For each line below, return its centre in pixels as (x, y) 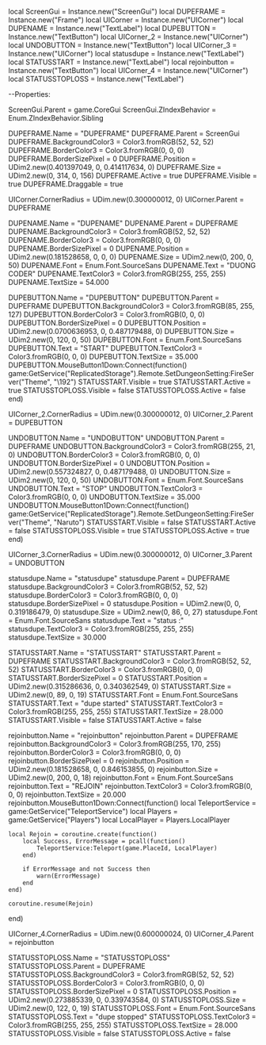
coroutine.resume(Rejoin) (51, 904)
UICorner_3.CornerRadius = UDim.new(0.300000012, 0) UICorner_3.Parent (130, 554)
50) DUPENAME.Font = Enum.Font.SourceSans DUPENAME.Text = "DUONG (132, 265)
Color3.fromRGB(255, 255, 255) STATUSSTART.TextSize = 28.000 (116, 712)
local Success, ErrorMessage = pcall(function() (104, 841)
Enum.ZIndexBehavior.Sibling (56, 118)
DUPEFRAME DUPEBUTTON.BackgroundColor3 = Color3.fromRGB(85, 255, (131, 306)
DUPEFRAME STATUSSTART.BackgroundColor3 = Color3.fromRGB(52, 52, (130, 661)
